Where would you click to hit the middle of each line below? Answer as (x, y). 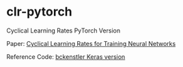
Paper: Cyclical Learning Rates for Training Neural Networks (91, 43)
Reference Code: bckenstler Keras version (66, 57)
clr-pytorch (39, 12)
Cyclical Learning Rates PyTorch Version (64, 30)
